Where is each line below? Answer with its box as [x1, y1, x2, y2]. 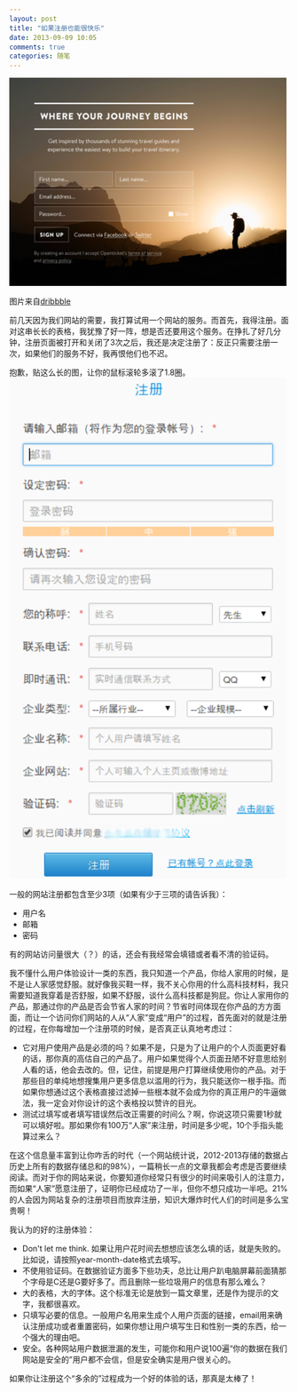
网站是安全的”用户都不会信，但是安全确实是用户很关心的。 [21, 1354, 236, 1364]
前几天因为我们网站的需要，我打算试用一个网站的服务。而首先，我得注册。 [9, 315, 281, 326]
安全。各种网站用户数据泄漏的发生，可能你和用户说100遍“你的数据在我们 [21, 1342, 288, 1354]
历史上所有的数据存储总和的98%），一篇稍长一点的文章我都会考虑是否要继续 [9, 1160, 287, 1172]
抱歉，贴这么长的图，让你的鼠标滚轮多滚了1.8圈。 [9, 367, 191, 378]
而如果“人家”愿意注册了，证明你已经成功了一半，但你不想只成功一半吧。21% [9, 1182, 288, 1194]
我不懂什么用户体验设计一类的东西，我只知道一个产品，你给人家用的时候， [9, 967, 281, 978]
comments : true [9, 43, 66, 52]
